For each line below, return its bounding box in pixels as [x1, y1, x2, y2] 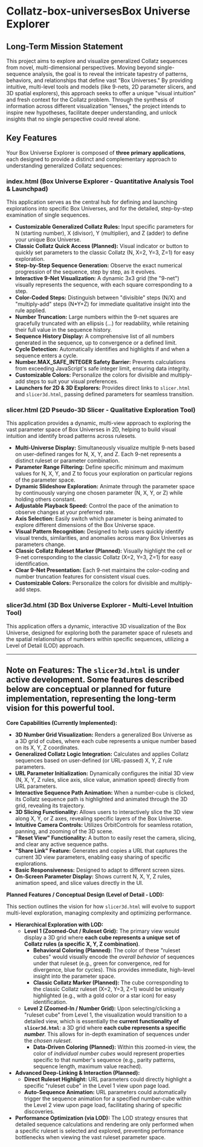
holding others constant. [14, 496, 77, 503]
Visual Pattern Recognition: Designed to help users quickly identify [14, 528, 184, 535]
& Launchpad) [6, 184, 48, 193]
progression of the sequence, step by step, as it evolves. [14, 268, 156, 275]
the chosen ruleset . [24, 1037, 72, 1044]
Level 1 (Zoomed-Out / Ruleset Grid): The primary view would [24, 927, 179, 935]
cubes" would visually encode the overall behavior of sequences [33, 953, 195, 960]
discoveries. [24, 1108, 55, 1115]
